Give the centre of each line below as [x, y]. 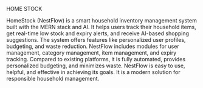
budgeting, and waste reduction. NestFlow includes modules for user [93, 46]
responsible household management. [53, 79]
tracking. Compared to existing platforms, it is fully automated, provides [96, 59]
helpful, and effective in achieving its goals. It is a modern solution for [93, 72]
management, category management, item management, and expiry [91, 53]
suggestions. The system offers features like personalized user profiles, [96, 40]
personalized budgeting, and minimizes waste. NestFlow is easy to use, [96, 66]
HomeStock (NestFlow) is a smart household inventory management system [102, 20]
